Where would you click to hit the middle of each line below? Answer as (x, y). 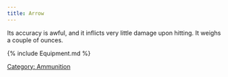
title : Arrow (26, 13)
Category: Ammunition (39, 66)
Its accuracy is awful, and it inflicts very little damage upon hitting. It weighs (114, 33)
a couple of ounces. (35, 40)
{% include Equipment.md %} (49, 53)
